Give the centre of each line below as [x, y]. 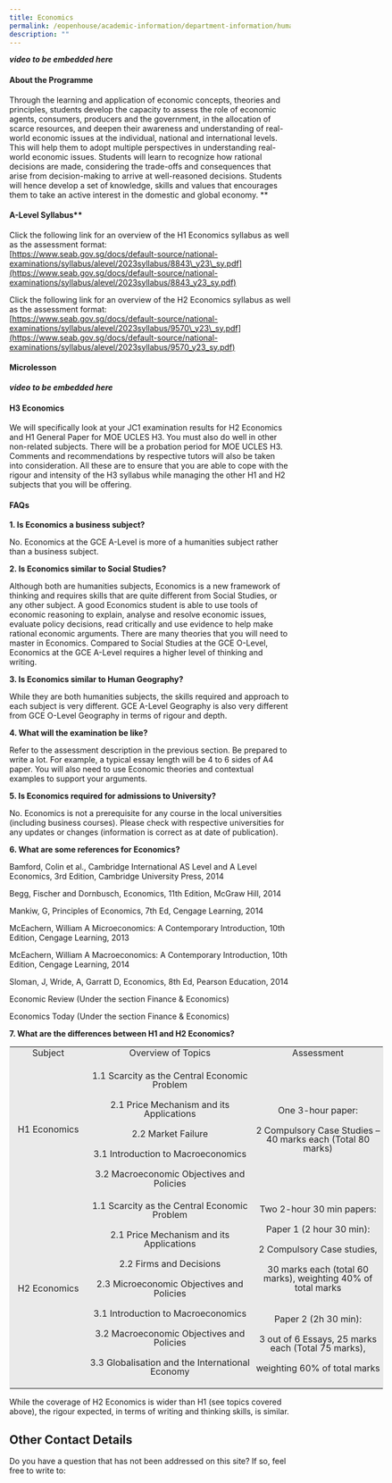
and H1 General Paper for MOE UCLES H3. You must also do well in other [143, 437]
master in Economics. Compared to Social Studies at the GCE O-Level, [139, 643]
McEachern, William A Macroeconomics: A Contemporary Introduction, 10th [149, 955]
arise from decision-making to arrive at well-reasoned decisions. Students [146, 176]
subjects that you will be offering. [71, 485]
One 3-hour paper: [318, 1110]
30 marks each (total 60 [318, 1270]
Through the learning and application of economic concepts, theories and [145, 100]
